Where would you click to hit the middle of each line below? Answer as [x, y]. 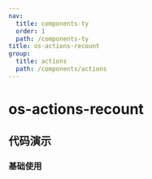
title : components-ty [52, 24]
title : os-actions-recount [54, 46]
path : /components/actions [61, 69]
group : [20, 54]
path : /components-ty [52, 39]
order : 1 [30, 31]
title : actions [41, 62]
